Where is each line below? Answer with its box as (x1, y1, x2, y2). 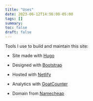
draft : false (5, 30, 32, 35)
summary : (5, 20, 23, 26)
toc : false (5, 25, 27, 30)
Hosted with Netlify (12, 72, 51, 77)
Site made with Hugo (12, 53, 55, 59)
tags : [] (5, 16, 23, 21)
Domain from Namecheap (12, 91, 65, 96)
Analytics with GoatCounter (12, 81, 68, 87)
